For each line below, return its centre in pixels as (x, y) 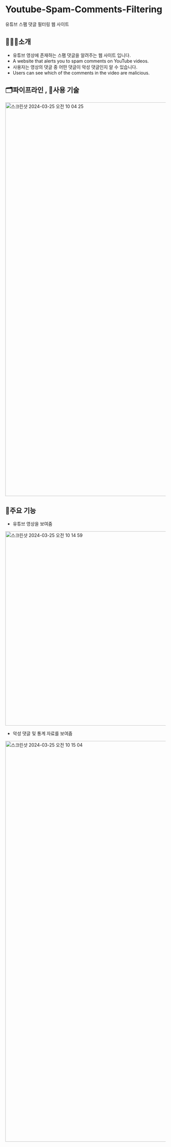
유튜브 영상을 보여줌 (32, 524)
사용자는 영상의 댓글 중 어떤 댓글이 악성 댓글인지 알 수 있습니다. (75, 67)
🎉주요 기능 (21, 511)
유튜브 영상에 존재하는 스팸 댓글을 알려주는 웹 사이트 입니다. (72, 55)
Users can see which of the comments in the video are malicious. (81, 73)
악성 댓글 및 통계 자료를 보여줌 (42, 734)
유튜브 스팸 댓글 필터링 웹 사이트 (37, 24)
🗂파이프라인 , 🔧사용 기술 (42, 90)
